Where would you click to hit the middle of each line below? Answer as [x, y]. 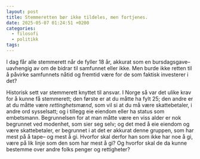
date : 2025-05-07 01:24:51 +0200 [48, 23]
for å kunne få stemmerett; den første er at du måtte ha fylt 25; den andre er [100, 98]
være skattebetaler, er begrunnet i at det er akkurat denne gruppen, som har [100, 130]
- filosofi [25, 34]
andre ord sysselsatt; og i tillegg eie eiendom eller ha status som [85, 111]
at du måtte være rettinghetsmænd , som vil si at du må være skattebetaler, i [99, 105]
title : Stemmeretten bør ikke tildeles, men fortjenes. [77, 17]
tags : [13, 45]
